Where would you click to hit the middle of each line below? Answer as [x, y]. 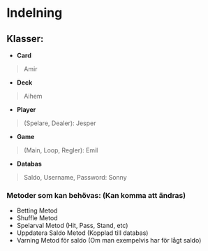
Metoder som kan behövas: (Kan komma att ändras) [96, 195]
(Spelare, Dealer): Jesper [60, 123]
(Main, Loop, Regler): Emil [61, 150]
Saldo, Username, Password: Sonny [75, 177]
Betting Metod [37, 210]
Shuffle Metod [37, 218]
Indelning [35, 13]
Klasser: [25, 39]
